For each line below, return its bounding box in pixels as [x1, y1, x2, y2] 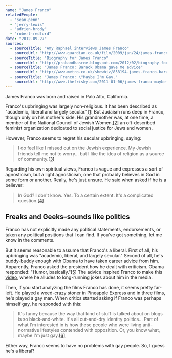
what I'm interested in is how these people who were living [17, 322, 142, 328]
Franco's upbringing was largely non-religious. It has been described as [5, 103, 157, 109]
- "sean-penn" [10, 17, 40, 22]
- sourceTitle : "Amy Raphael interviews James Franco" [10, 46, 130, 51]
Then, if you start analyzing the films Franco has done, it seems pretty [5, 284, 153, 290]
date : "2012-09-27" [5, 36, 47, 42]
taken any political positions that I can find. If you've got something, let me [5, 232, 162, 238]
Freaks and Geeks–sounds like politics [5, 213, 130, 221]
